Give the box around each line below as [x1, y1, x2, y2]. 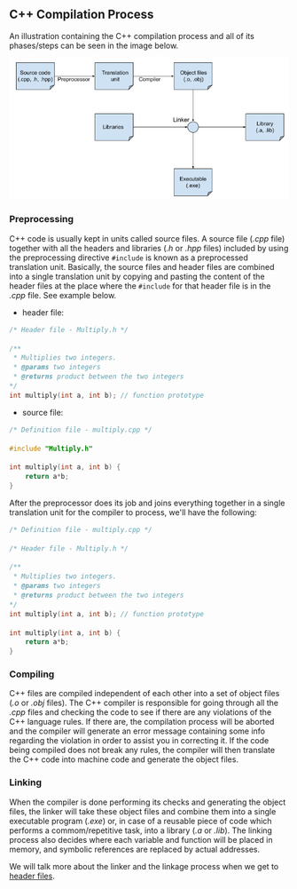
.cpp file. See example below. [9, 290, 117, 300]
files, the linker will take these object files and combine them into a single [9, 806, 277, 816]
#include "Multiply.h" [9, 444, 93, 453]
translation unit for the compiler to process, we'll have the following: [9, 506, 257, 518]
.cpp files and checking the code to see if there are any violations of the [9, 707, 272, 718]
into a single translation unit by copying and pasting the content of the [9, 271, 265, 282]
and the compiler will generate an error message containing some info [9, 726, 266, 736]
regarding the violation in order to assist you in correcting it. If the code [9, 735, 270, 746]
